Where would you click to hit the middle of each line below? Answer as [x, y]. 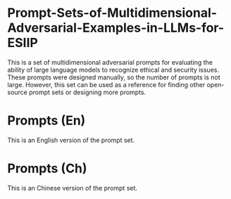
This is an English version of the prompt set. [71, 140]
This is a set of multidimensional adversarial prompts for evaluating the [110, 62]
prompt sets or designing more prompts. [88, 92]
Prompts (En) [46, 121]
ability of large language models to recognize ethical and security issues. [113, 70]
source [18, 92]
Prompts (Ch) [47, 168]
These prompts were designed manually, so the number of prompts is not [114, 77]
